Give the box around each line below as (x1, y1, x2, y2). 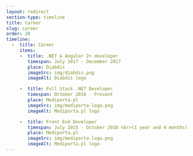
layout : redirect (6, 8, 49, 15)
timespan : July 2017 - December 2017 (27, 58, 121, 64)
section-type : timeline (6, 14, 66, 20)
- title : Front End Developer (19, 118, 97, 125)
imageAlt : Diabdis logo (27, 75, 86, 81)
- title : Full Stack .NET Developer (19, 86, 113, 92)
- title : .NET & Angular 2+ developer (19, 53, 119, 59)
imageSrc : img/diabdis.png (27, 70, 95, 76)
